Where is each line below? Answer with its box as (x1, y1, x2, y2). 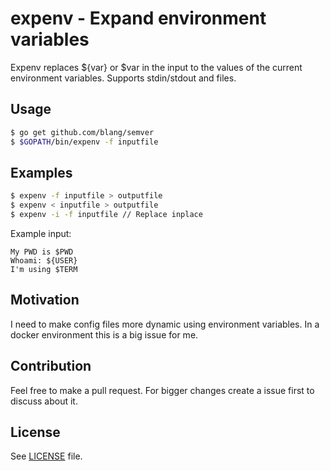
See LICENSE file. (10, 450, 83, 462)
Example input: (10, 227, 72, 239)
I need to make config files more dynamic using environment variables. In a (10, 318, 320, 330)
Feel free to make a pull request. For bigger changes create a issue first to (10, 384, 315, 396)
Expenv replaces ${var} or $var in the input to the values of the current (10, 61, 303, 73)
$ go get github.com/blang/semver (10, 127, 155, 137)
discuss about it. (10, 395, 78, 407)
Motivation (10, 292, 80, 309)
